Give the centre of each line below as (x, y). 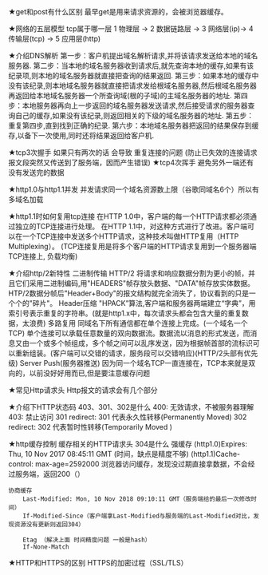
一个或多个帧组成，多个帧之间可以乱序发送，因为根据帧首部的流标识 (141, 343)
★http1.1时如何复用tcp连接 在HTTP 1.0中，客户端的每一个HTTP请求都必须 (129, 216)
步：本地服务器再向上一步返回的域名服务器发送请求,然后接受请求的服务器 (128, 105)
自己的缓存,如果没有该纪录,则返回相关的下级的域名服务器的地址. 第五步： (134, 115)
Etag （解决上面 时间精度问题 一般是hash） (87, 540)
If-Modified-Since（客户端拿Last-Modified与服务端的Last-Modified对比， (138, 516)
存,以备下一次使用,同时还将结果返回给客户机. (81, 135)
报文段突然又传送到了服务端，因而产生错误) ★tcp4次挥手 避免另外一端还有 (131, 163)
